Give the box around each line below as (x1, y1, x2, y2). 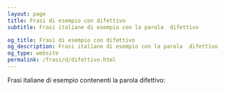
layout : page (7, 10, 46, 18)
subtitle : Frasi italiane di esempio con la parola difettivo (7, 23, 199, 31)
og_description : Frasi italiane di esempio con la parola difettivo (7, 43, 219, 50)
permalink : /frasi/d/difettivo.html (7, 56, 116, 64)
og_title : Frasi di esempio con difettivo (7, 36, 135, 43)
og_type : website (7, 50, 59, 57)
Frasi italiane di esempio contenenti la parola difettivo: (7, 75, 166, 84)
